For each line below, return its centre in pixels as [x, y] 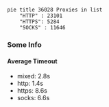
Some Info [25, 44]
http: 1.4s [30, 83]
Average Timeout [32, 61]
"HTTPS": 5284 [39, 22]
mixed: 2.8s [33, 76]
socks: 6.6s [33, 98]
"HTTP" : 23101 [41, 16]
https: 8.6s [32, 91]
